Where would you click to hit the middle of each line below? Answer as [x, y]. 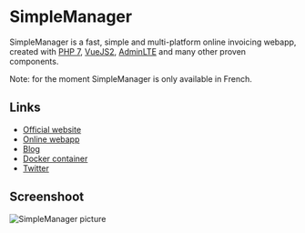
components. [34, 61]
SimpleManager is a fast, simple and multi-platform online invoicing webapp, [153, 42]
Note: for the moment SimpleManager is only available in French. [131, 78]
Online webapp [51, 139]
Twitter [36, 168]
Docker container [55, 158]
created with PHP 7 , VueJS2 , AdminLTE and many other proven [128, 51]
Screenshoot [47, 197]
